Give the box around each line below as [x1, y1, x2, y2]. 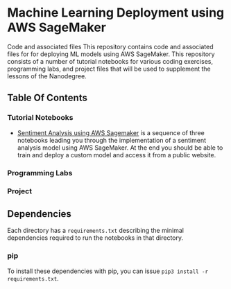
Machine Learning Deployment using [7, 5, 225, 21]
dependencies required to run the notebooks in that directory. [7, 234, 184, 242]
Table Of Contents [7, 92, 88, 104]
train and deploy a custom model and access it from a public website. [17, 150, 216, 159]
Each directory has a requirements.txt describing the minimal [7, 227, 185, 235]
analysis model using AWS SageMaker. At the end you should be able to [17, 143, 223, 152]
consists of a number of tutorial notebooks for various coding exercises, [7, 57, 214, 65]
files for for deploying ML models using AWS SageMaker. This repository [7, 50, 215, 58]
